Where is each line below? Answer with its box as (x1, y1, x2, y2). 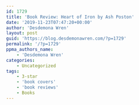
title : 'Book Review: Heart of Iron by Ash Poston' (6, 14, 134, 20)
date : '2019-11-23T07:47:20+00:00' (6, 19, 93, 25)
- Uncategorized (16, 62, 57, 69)
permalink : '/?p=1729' (6, 41, 61, 47)
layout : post (6, 30, 38, 36)
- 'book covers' (16, 79, 57, 85)
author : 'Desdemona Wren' (6, 24, 69, 31)
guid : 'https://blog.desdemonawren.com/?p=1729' (6, 36, 127, 41)
